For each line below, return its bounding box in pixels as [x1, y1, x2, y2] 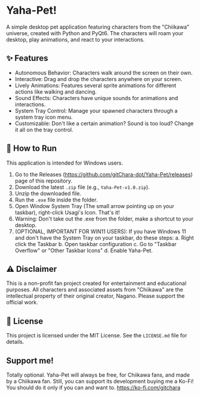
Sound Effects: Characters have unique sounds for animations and [14, 94, 179, 101]
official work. [6, 299, 38, 306]
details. [6, 338, 24, 346]
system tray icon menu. [14, 113, 73, 120]
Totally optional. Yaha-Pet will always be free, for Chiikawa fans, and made [6, 371, 190, 379]
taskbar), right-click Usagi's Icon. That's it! [14, 209, 120, 216]
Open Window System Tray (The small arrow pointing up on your [14, 202, 175, 209]
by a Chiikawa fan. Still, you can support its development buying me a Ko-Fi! [6, 378, 194, 384]
